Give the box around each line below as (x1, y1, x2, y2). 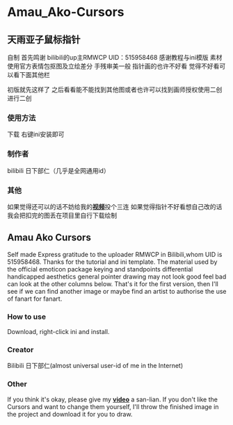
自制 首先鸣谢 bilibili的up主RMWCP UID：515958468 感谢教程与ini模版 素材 (7, 53, 223, 61)
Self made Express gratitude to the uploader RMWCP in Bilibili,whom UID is (7, 250, 223, 258)
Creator (7, 344, 34, 354)
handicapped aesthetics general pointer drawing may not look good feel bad (7, 272, 227, 281)
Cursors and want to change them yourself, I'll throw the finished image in (7, 402, 219, 410)
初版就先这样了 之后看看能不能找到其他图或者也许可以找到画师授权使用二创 (7, 85, 223, 94)
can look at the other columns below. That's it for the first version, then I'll (7, 279, 219, 288)
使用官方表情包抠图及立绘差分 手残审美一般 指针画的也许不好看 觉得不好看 (7, 62, 220, 70)
